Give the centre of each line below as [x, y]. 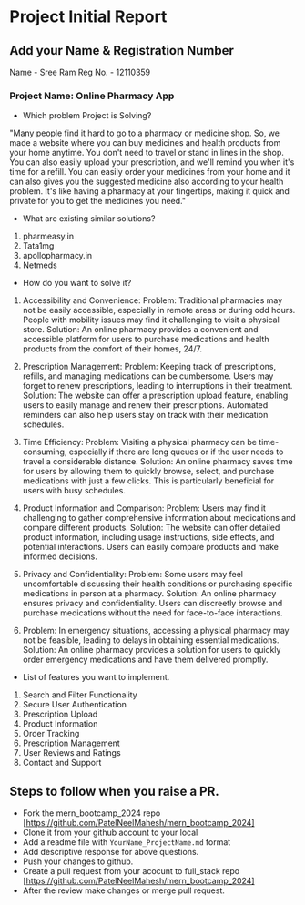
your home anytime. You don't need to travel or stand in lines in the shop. [147, 153]
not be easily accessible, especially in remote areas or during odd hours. [159, 310]
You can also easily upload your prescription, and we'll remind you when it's [152, 162]
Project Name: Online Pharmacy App [92, 96]
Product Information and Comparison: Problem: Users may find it [144, 508]
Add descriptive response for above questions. [111, 852]
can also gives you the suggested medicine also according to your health [147, 182]
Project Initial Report [88, 17]
